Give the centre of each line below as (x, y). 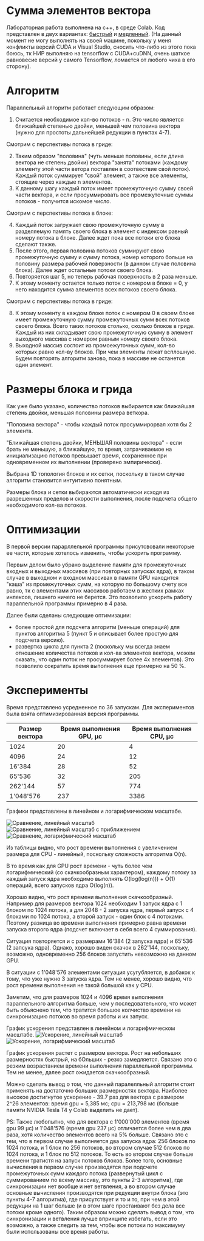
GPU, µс (90, 736)
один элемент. (34, 364)
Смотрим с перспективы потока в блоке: (60, 213)
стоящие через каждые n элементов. (63, 182)
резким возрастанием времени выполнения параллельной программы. (100, 1066)
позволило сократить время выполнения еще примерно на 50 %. (100, 666)
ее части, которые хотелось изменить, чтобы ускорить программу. (94, 553)
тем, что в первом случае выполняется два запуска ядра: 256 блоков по (101, 1141)
